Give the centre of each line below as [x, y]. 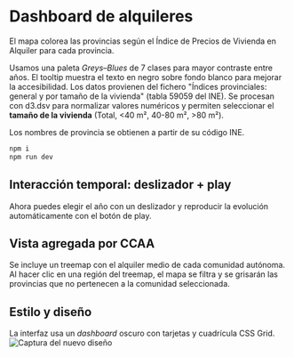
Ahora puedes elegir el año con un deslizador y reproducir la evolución [139, 206]
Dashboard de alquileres [101, 16]
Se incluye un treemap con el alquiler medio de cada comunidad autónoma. [147, 265]
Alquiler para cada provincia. [62, 50]
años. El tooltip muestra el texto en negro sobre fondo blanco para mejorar [146, 77]
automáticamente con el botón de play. [80, 215]
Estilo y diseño [51, 312]
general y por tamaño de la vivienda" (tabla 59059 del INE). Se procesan [142, 96]
